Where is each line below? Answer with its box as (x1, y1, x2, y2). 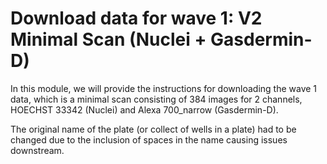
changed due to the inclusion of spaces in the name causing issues (10, 133, 288, 146)
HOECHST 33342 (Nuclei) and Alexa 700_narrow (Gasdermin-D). (10, 103, 279, 116)
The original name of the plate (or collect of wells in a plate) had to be (10, 123, 297, 135)
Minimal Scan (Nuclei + (10, 28, 207, 51)
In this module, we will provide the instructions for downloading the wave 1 (10, 82, 318, 94)
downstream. (10, 144, 65, 156)
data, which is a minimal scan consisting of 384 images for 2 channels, (10, 93, 303, 105)
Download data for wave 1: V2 (10, 7, 263, 30)
